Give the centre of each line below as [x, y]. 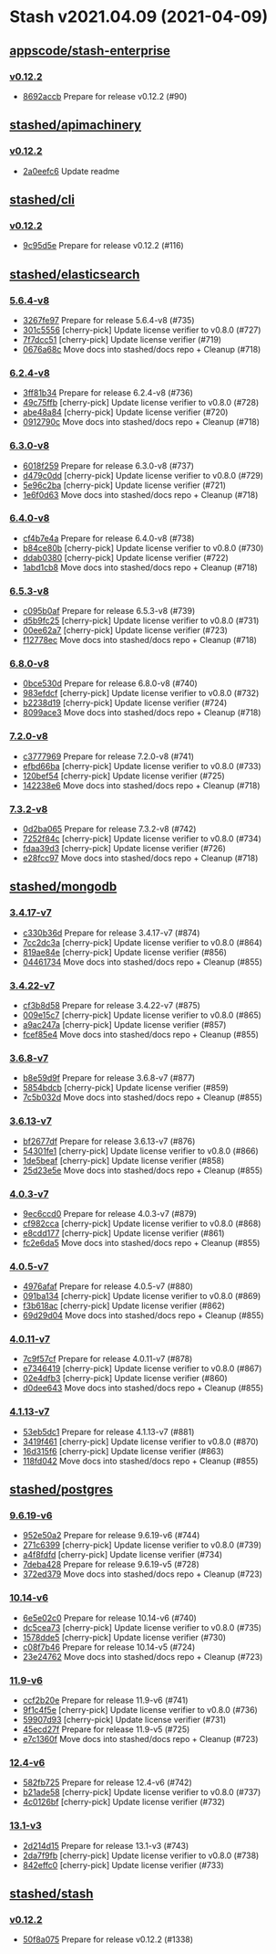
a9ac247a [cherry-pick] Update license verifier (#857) [124, 1025]
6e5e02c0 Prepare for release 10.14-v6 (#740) [110, 1618]
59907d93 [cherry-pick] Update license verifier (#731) [124, 1720]
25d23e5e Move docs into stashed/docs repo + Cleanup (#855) [143, 1170]
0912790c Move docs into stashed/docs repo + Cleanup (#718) [141, 422]
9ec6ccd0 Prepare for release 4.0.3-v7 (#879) [110, 1213]
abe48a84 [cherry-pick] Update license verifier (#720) [125, 412]
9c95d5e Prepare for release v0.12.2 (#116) [103, 246]
